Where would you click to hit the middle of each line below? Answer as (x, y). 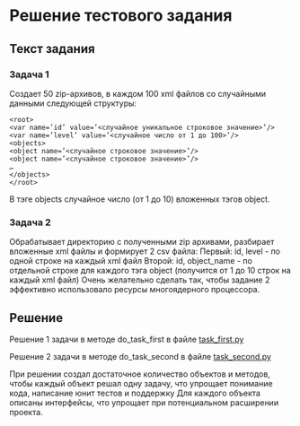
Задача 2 (30, 222)
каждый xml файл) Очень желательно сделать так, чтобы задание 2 (140, 280)
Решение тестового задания (121, 16)
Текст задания (53, 49)
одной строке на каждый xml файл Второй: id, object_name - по (131, 261)
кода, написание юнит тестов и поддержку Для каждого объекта (135, 393)
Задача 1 (29, 74)
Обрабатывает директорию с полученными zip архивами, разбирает (142, 242)
